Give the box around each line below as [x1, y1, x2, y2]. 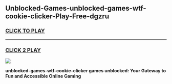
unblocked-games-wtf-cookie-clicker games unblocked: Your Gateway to [5, 67, 166, 73]
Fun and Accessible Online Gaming [5, 73, 81, 79]
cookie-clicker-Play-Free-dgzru [5, 12, 109, 21]
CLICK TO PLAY [5, 27, 45, 35]
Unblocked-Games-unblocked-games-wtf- [5, 4, 147, 13]
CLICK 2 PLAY [5, 46, 41, 53]
